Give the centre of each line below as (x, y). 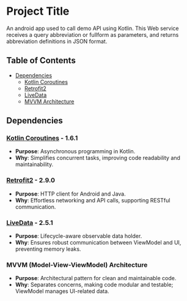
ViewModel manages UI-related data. (62, 291)
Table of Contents (41, 60)
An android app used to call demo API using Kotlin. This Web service (93, 28)
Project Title (38, 11)
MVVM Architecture (49, 101)
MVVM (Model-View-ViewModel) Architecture (77, 265)
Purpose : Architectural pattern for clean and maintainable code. (96, 278)
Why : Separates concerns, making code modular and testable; (94, 285)
